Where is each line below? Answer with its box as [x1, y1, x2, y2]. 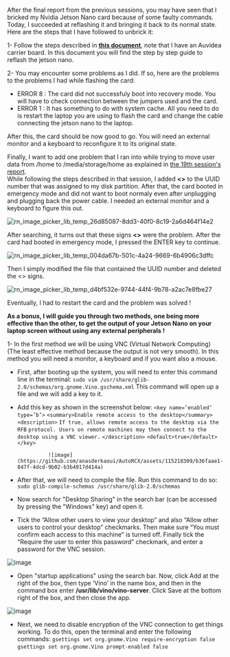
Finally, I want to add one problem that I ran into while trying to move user [7, 153, 215, 161]
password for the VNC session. [16, 545, 106, 553]
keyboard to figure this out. [7, 204, 84, 212]
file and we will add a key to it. [16, 390, 103, 398]
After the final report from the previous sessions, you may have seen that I [7, 6, 218, 14]
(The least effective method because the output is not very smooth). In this [7, 347, 219, 355]
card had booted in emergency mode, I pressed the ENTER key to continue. [7, 238, 221, 246]
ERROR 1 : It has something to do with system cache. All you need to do [16, 105, 220, 112]
